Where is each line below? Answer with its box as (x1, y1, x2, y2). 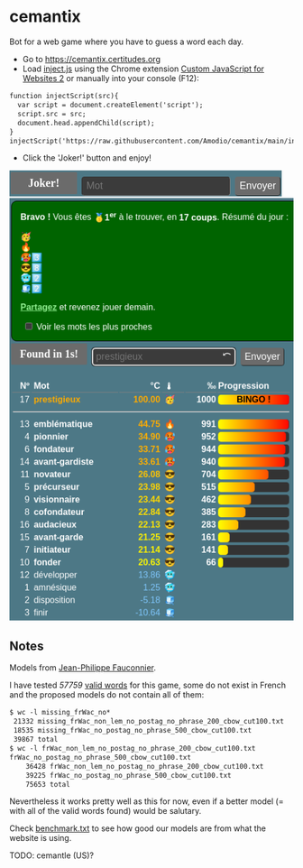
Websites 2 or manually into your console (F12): (22, 72, 200, 83)
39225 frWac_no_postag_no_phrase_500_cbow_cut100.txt (25, 771, 232, 780)
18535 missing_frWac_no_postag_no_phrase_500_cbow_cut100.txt (13, 725, 252, 734)
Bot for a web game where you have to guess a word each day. (9, 36, 244, 47)
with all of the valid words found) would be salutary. (9, 805, 202, 816)
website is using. (9, 832, 72, 843)
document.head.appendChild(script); (17, 118, 155, 127)
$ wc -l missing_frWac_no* (9, 707, 111, 716)
